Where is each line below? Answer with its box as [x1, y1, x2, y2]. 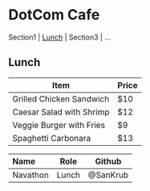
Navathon [12, 169, 50, 181]
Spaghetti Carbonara [12, 132, 91, 143]
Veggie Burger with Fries [12, 119, 106, 131]
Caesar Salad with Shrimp [12, 106, 110, 118]
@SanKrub [87, 169, 129, 181]
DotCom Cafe [8, 6, 100, 24]
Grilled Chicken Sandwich [12, 93, 110, 104]
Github [95, 156, 122, 167]
